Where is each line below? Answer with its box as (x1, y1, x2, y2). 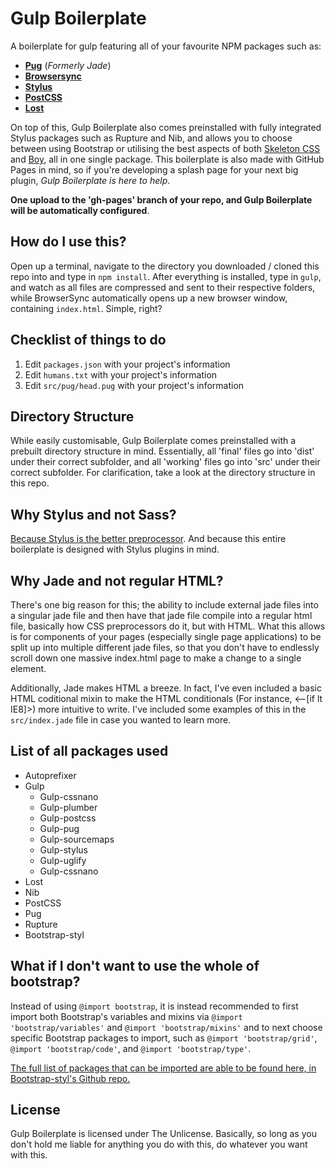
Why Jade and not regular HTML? (10, 572, 224, 589)
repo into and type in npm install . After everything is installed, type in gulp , (10, 270, 322, 282)
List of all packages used (10, 743, 169, 760)
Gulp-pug (39, 822, 80, 834)
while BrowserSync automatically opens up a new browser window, (10, 292, 288, 304)
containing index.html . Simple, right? (10, 302, 163, 314)
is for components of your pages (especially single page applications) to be (10, 631, 322, 642)
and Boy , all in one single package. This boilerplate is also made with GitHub (10, 153, 325, 165)
